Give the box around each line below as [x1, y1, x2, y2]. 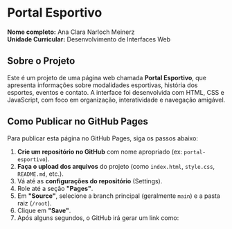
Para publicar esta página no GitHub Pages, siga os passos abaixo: [7, 134, 199, 143]
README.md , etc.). [17, 170, 64, 178]
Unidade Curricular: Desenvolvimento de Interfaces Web [7, 35, 171, 43]
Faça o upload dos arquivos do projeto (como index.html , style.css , [17, 162, 215, 170]
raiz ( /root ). [17, 199, 52, 207]
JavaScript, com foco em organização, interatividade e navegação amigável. [7, 95, 226, 104]
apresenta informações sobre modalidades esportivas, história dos [7, 81, 198, 89]
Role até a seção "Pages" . [17, 184, 93, 192]
